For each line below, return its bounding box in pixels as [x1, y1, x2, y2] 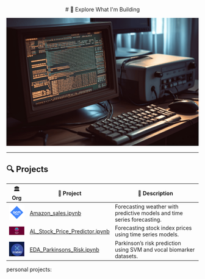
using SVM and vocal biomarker [115, 245, 195, 253]
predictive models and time [115, 210, 183, 217]
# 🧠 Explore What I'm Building [65, 6, 140, 13]
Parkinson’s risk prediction [115, 239, 181, 247]
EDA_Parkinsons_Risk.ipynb [29, 245, 99, 253]
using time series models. [115, 231, 179, 238]
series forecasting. [115, 216, 162, 224]
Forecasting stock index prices [115, 224, 192, 231]
